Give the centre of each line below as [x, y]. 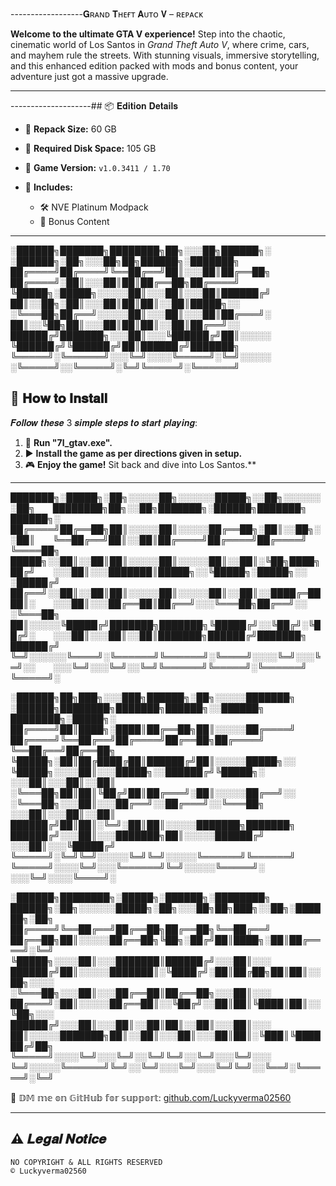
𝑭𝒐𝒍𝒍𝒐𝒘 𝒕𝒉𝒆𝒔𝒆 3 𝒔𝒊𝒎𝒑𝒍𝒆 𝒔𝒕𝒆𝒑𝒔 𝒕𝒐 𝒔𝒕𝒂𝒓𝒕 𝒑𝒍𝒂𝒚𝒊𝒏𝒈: [104, 422]
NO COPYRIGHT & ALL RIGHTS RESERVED [86, 1162]
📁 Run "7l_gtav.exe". [68, 442]
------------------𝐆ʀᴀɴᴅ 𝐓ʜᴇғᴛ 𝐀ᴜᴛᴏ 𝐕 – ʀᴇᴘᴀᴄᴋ [107, 14]
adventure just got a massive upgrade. [89, 76]
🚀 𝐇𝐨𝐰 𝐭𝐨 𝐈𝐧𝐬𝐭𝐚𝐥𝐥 [59, 398]
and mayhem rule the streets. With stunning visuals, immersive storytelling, [165, 55]
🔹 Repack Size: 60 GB [70, 129]
